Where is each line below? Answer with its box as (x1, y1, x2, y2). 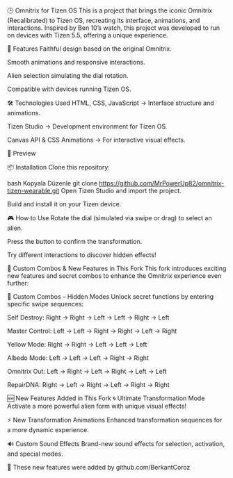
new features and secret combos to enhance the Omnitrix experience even (7, 272, 222, 280)
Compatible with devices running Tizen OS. (7, 85, 131, 93)
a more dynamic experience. (7, 426, 89, 434)
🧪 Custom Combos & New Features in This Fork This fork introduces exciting (7, 264, 227, 272)
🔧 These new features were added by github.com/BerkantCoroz (7, 463, 191, 471)
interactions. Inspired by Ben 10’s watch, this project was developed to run (7, 24, 220, 32)
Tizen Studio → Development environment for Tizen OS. (7, 122, 168, 131)
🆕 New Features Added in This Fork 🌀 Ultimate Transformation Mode (7, 394, 205, 402)
